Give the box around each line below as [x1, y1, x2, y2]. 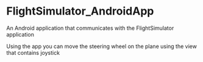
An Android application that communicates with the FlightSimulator [6, 24, 174, 32]
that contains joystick [6, 49, 60, 56]
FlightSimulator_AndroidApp [6, 4, 154, 18]
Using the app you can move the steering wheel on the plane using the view [6, 43, 197, 50]
